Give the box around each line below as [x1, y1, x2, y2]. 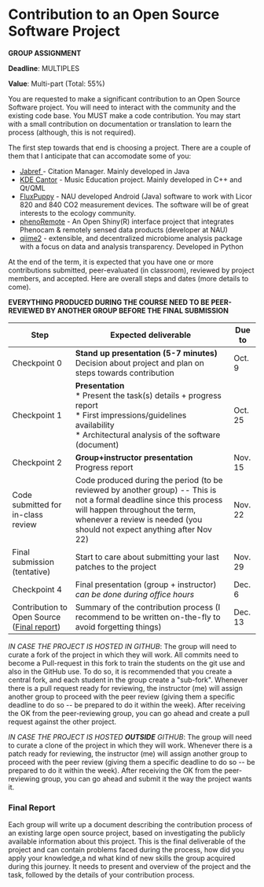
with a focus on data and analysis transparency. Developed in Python [19, 242, 244, 251]
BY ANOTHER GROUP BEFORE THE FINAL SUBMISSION [46, 306, 229, 315]
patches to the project [75, 561, 157, 572]
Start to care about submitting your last [75, 551, 220, 562]
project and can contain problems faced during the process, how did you [8, 845, 244, 855]
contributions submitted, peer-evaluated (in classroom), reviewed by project [8, 265, 255, 275]
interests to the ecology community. [19, 208, 136, 217]
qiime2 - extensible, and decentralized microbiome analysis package [19, 233, 243, 243]
